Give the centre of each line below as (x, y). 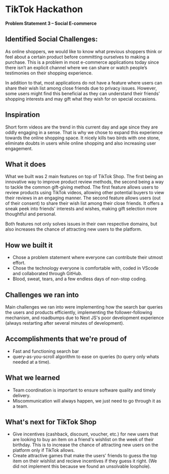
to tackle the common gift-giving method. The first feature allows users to (82, 187)
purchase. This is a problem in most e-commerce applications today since (82, 62)
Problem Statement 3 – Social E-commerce (51, 23)
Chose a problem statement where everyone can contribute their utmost (88, 257)
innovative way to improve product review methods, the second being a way (84, 182)
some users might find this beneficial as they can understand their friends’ (82, 93)
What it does (26, 164)
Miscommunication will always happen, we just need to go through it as (87, 401)
